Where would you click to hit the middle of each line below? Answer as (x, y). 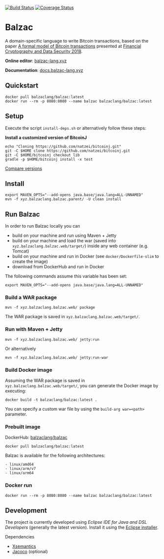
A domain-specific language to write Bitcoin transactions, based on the (77, 41)
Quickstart (22, 86)
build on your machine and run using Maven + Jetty (64, 235)
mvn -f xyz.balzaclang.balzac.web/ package (50, 308)
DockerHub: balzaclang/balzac (36, 438)
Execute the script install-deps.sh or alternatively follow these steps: (76, 128)
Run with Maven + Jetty (34, 329)
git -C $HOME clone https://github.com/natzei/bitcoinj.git (68, 151)
